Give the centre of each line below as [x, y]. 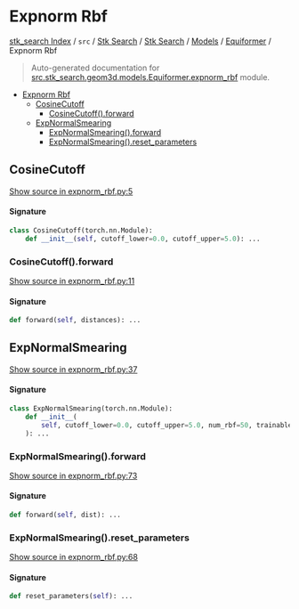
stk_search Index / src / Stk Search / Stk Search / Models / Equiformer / [140, 41]
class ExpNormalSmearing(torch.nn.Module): [91, 409]
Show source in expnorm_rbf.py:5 [71, 191]
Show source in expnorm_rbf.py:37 [73, 369]
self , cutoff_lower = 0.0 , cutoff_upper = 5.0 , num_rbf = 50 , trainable [167, 425]
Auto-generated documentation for [95, 68]
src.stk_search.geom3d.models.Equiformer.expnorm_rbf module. [150, 77]
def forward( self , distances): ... [75, 321]
